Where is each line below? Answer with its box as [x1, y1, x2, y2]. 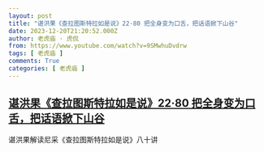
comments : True [8, 57, 60, 65]
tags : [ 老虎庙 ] [8, 49, 63, 57]
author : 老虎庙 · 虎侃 [8, 34, 80, 43]
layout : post [8, 11, 53, 20]
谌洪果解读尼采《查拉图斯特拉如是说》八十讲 [8, 134, 158, 144]
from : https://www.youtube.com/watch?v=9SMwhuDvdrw [8, 42, 187, 50]
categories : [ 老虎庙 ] [8, 65, 85, 73]
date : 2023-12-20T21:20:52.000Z [8, 27, 118, 35]
